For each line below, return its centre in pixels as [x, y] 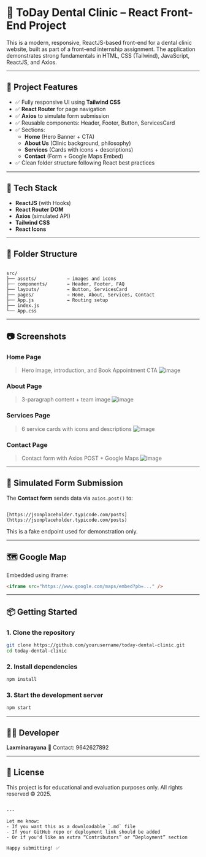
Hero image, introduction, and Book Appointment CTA [89, 370]
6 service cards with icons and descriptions [76, 429]
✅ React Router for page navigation [60, 109]
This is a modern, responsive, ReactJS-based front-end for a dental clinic [99, 42]
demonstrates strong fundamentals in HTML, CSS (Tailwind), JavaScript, [98, 55]
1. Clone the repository [41, 632]
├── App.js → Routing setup [57, 300]
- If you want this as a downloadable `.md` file [71, 826]
